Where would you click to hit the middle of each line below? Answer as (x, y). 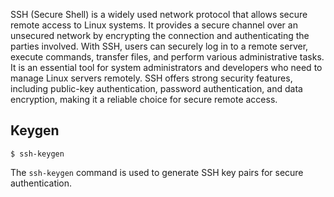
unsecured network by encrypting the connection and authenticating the (160, 35)
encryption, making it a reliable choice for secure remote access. (144, 99)
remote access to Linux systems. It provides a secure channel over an (154, 25)
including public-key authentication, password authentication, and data (156, 88)
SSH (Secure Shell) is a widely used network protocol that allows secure (159, 14)
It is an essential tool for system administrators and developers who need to (166, 67)
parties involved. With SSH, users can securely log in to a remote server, (159, 46)
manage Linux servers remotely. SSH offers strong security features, (151, 78)
